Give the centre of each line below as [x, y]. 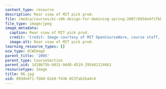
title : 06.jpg [20, 74]
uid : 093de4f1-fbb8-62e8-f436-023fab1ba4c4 [51, 79]
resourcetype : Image [26, 70]
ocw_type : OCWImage [25, 51]
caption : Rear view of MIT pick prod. [50, 33]
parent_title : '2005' [27, 56]
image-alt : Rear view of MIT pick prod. [52, 42]
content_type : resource [30, 10]
